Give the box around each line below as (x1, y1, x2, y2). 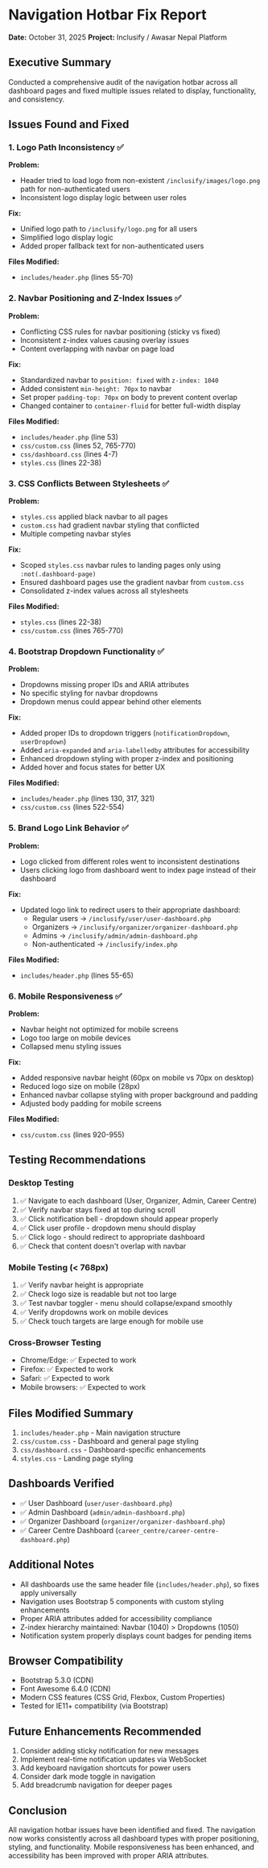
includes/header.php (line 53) (19, 432, 119, 441)
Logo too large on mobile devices (19, 1032, 131, 1042)
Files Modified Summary (8, 1406, 134, 1420)
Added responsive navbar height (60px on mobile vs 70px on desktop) (19, 1073, 254, 1082)
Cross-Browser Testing (8, 1336, 102, 1348)
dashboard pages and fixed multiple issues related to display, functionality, (8, 85, 257, 95)
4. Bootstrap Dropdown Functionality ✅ (8, 645, 165, 657)
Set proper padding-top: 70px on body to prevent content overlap (19, 392, 238, 402)
